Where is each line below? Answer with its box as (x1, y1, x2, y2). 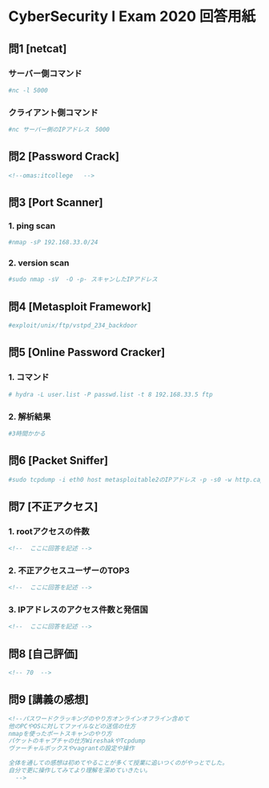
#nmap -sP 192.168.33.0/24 (8, 238, 98, 247)
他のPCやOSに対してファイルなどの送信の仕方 (8, 722, 136, 730)
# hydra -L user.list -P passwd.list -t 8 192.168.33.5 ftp (8, 390, 214, 398)
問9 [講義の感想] (8, 693, 90, 706)
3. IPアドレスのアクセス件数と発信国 (8, 604, 148, 616)
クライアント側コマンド (8, 107, 98, 118)
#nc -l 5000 (8, 86, 48, 95)
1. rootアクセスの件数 (8, 526, 90, 537)
